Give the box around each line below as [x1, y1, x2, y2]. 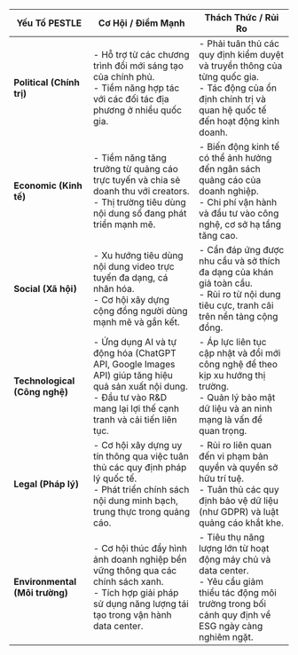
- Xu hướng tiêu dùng [92, 249, 184, 261]
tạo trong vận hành [92, 609, 172, 620]
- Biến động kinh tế [199, 141, 280, 153]
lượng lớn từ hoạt [199, 542, 270, 554]
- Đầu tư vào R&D [92, 391, 168, 403]
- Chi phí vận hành [199, 196, 278, 208]
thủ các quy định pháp [92, 462, 187, 473]
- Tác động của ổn [199, 82, 278, 94]
